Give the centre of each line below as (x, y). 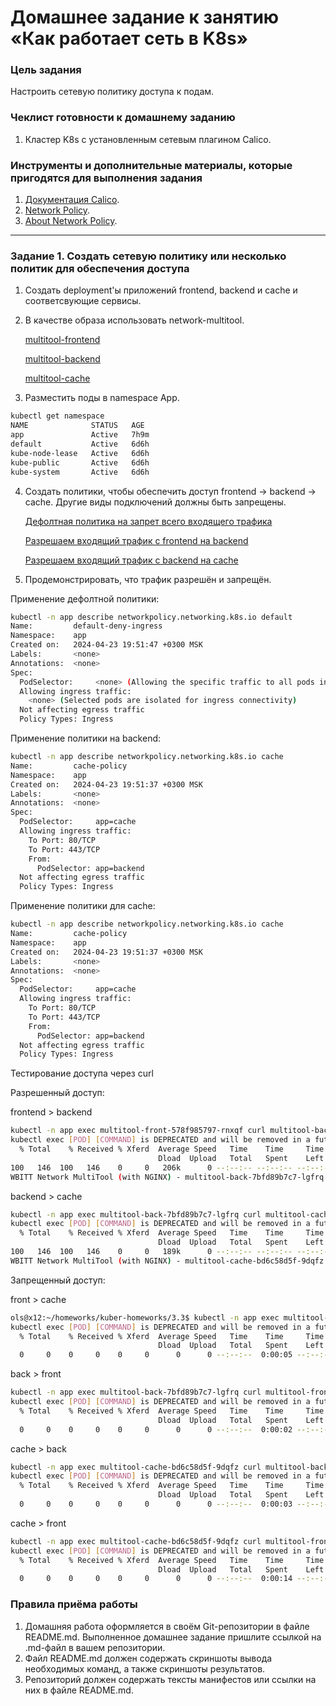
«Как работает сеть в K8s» (129, 38)
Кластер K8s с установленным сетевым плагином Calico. (148, 139)
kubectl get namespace (57, 416)
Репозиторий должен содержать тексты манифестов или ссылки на (170, 1679)
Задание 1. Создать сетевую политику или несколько (148, 256)
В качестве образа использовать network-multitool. (134, 320)
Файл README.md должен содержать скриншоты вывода (148, 1658)
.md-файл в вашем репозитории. (95, 1647)
